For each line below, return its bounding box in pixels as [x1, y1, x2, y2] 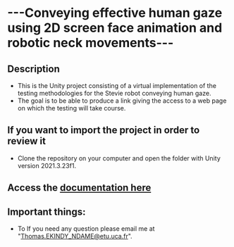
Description [7, 63, 60, 75]
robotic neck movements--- [7, 35, 174, 51]
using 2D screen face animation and [7, 20, 223, 36]
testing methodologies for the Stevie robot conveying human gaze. [17, 89, 211, 97]
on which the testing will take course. [17, 104, 126, 112]
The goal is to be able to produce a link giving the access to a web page [17, 96, 227, 105]
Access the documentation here [7, 182, 152, 194]
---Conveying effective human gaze [7, 5, 223, 21]
